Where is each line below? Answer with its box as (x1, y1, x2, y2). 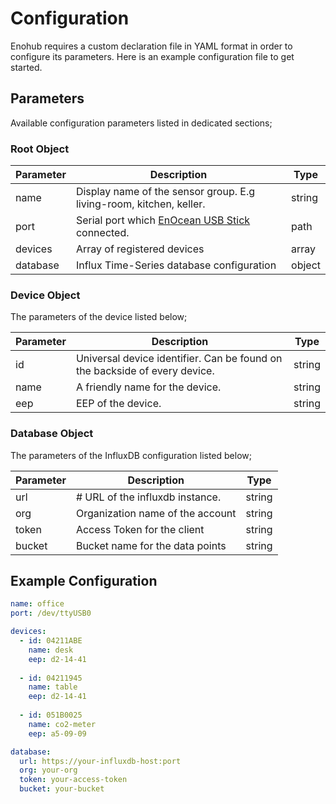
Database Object (10, 427, 94, 441)
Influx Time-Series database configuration (75, 258, 277, 272)
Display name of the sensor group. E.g (75, 185, 256, 199)
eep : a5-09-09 (28, 728, 87, 739)
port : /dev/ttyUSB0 (10, 608, 92, 619)
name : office (10, 599, 65, 609)
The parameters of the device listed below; (10, 311, 188, 323)
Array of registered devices (75, 242, 205, 256)
